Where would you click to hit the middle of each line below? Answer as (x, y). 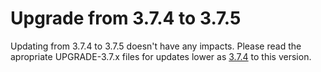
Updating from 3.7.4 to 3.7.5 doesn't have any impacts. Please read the (156, 46)
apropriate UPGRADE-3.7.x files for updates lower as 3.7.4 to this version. (161, 56)
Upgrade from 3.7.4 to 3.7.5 (126, 18)
